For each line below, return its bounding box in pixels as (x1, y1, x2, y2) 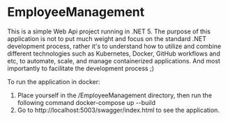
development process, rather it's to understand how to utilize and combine (7, 42, 222, 50)
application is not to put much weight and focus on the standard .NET (7, 34, 207, 42)
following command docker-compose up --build (17, 98, 155, 106)
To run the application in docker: (7, 77, 100, 86)
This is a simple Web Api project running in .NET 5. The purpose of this (7, 27, 211, 35)
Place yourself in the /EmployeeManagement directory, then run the (17, 91, 213, 99)
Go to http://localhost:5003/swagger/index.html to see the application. (17, 106, 220, 114)
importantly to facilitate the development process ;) (7, 64, 155, 72)
